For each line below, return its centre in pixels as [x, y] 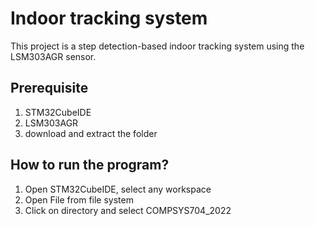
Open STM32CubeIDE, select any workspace [118, 189]
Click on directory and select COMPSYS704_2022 [128, 210]
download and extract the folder [91, 133]
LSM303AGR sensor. [53, 56]
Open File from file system [79, 199]
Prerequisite [49, 88]
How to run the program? [90, 165]
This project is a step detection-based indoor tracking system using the [157, 46]
